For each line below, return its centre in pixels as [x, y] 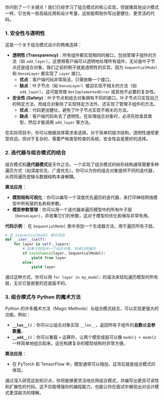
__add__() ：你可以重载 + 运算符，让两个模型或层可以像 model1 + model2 [84, 337]
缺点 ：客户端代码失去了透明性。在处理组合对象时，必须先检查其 [83, 116]
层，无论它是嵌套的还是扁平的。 [37, 283]
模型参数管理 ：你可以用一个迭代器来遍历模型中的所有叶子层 [72, 210]
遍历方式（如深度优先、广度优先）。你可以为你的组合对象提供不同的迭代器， [81, 170]
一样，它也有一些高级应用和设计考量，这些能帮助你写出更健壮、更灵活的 [78, 13]
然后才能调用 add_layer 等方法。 [61, 122]
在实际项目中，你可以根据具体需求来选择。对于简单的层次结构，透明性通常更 [82, 133]
